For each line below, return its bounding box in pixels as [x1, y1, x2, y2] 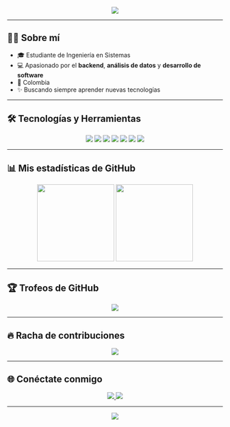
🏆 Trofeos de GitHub [7, 282, 99, 294]
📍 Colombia [16, 78, 50, 86]
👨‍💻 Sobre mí [7, 32, 60, 44]
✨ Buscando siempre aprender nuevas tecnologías [16, 86, 161, 94]
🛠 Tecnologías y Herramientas [7, 113, 142, 125]
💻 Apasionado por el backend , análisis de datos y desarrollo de [16, 61, 201, 69]
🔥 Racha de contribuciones [7, 329, 125, 341]
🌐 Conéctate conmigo [7, 374, 103, 385]
